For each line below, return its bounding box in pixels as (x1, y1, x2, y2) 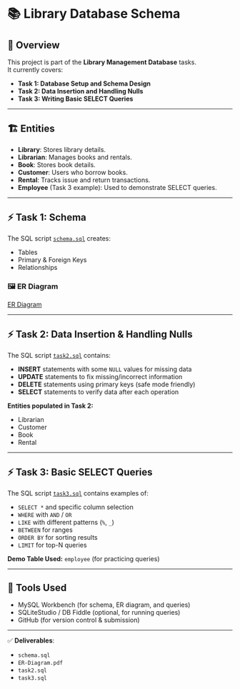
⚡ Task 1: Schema (7, 211, 87, 223)
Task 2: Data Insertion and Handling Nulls (17, 87, 144, 95)
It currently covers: (7, 66, 64, 74)
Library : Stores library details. (17, 145, 106, 154)
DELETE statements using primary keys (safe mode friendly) (17, 380, 196, 388)
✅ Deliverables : (7, 636, 55, 645)
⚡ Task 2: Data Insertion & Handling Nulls (7, 328, 193, 341)
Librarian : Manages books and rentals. (17, 153, 132, 161)
